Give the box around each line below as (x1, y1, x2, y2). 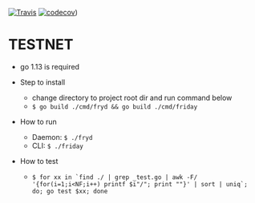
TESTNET (8, 36, 74, 54)
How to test (19, 156, 59, 165)
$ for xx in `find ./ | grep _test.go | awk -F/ (31, 173, 198, 181)
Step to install (19, 77, 66, 87)
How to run (19, 117, 58, 126)
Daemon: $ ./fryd (31, 132, 93, 141)
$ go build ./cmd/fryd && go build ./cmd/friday (31, 102, 198, 111)
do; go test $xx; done (31, 187, 108, 195)
